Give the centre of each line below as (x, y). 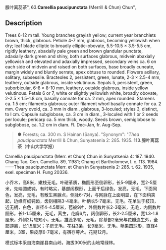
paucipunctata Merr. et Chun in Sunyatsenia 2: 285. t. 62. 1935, (90, 167)
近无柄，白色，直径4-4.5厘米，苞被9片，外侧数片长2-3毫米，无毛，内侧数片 (83, 207)
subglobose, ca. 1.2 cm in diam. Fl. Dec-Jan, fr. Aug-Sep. (63, 125)
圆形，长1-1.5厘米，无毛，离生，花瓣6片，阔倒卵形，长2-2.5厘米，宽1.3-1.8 (82, 213)
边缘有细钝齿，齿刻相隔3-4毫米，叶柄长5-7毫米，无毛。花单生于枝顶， (86, 201)
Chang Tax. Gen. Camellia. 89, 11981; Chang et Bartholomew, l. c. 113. (76, 161)
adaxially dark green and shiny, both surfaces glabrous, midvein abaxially (80, 56)
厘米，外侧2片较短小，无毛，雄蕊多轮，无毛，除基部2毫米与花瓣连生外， (80, 219)
